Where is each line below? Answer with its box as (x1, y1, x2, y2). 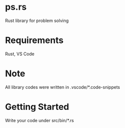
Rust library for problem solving (5, 18, 69, 23)
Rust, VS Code (5, 51, 35, 57)
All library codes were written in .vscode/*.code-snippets (5, 84, 120, 90)
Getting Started (5, 102, 70, 112)
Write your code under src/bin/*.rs (5, 117, 75, 123)
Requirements (5, 35, 64, 46)
